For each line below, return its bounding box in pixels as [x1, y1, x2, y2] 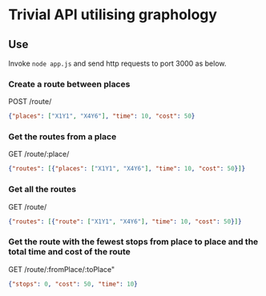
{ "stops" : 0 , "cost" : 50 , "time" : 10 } [8, 280, 138, 288]
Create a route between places [8, 78, 131, 90]
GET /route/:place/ [8, 150, 70, 159]
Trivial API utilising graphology [8, 6, 218, 24]
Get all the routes [8, 184, 77, 195]
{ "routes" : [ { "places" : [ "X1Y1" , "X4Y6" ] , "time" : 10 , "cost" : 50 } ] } [8, 165, 246, 173]
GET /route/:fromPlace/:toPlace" [8, 264, 115, 274]
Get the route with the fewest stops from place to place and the [8, 236, 259, 247]
